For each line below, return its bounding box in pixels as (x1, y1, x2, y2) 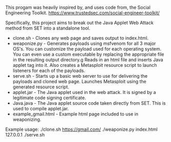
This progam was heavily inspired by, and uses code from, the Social (5, 5, 151, 10)
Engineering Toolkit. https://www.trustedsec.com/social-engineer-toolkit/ (5, 10, 160, 16)
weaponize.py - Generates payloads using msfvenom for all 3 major (12, 40, 156, 46)
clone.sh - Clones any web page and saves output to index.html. (12, 35, 149, 41)
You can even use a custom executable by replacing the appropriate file (12, 51, 164, 57)
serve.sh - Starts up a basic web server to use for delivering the (12, 73, 147, 79)
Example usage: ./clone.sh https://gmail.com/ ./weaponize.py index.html (5, 126, 158, 132)
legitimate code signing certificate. (12, 94, 86, 101)
